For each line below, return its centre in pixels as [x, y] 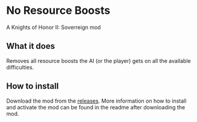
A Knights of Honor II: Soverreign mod [53, 27]
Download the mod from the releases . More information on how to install [96, 101]
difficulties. [20, 67]
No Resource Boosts [58, 11]
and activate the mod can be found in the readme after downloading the [96, 107]
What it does [31, 46]
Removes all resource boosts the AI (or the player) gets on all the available [99, 60]
